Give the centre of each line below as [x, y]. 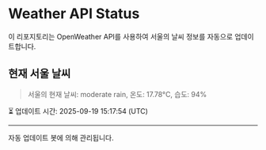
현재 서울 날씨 [40, 74]
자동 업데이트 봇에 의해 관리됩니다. [61, 137]
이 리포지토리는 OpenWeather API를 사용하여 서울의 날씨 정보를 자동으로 [121, 36]
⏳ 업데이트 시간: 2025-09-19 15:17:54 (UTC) [78, 111]
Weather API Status [74, 14]
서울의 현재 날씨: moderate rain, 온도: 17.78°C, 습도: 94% [117, 94]
